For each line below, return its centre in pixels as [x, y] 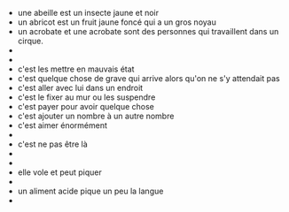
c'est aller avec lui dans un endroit [80, 88]
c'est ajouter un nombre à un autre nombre [96, 116]
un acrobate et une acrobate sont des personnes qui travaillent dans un [148, 31]
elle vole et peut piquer [59, 172]
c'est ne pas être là [53, 144]
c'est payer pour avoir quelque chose [86, 106]
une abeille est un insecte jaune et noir [88, 13]
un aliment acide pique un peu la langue [90, 191]
